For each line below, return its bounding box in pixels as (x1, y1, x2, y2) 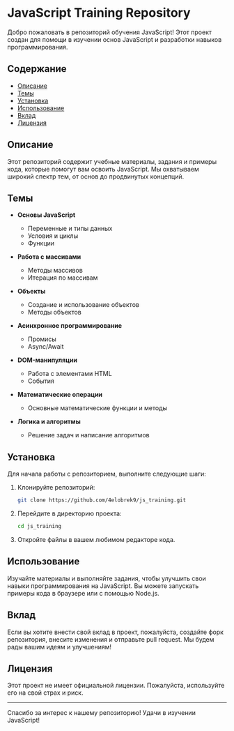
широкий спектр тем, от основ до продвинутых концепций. (7, 172, 185, 181)
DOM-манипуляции (17, 356, 78, 364)
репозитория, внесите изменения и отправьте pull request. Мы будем (7, 635, 214, 643)
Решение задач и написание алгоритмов (27, 431, 150, 439)
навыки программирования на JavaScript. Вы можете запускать (7, 581, 199, 590)
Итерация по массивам (27, 273, 98, 282)
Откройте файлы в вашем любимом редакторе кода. (17, 535, 175, 543)
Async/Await (27, 342, 64, 351)
